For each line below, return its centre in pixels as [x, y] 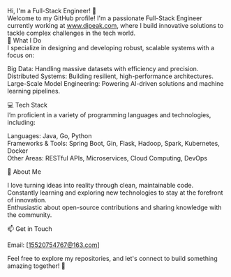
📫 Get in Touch [30, 229]
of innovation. [27, 200]
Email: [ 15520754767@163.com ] [53, 245]
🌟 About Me [24, 172]
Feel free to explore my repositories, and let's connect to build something [112, 259]
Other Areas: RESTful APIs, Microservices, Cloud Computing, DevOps [107, 158]
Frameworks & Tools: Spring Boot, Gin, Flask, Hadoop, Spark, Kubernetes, [113, 143]
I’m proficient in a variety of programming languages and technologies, [109, 115]
